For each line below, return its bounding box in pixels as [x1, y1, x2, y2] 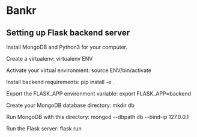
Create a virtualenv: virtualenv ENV [6, 55, 93, 62]
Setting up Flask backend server [6, 28, 130, 38]
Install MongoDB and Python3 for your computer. [6, 43, 128, 50]
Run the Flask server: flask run [6, 125, 82, 132]
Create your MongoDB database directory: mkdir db [6, 102, 135, 109]
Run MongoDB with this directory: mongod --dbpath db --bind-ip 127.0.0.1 [6, 114, 189, 120]
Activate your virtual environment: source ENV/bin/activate [6, 67, 152, 74]
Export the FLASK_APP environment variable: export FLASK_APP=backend [6, 90, 191, 97]
